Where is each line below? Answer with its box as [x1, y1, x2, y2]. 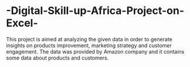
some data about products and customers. [6, 54, 109, 61]
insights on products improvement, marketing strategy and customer [6, 42, 172, 49]
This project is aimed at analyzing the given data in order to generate [6, 36, 173, 43]
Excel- [6, 16, 38, 30]
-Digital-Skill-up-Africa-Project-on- [6, 4, 185, 17]
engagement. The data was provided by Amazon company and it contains [6, 48, 185, 55]
